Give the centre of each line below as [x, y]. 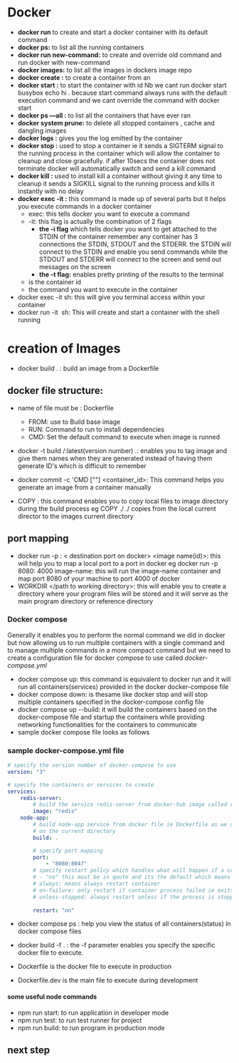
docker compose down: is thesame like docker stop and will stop [113, 694]
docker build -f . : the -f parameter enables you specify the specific [116, 945]
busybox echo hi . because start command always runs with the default [122, 93]
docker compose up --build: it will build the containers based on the [117, 709]
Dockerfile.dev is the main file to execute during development [108, 980]
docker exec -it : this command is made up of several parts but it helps [122, 198]
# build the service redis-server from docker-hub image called [130, 805]
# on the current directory [74, 831]
